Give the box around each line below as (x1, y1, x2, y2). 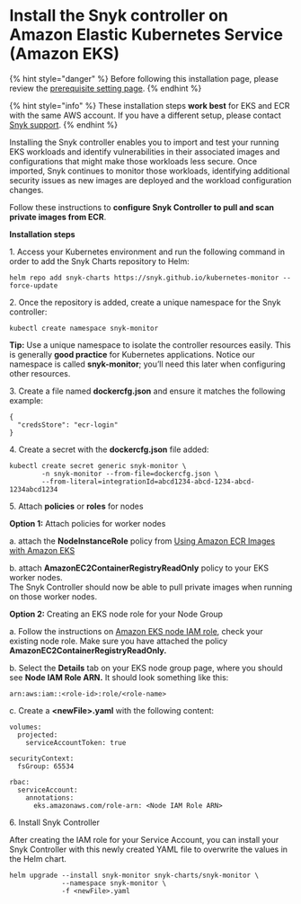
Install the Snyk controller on (9, 5, 229, 26)
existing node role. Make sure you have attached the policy (9, 635, 228, 646)
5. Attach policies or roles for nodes (9, 501, 144, 511)
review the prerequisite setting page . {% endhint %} (9, 83, 202, 93)
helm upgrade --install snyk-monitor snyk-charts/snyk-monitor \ (9, 871, 259, 880)
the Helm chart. (9, 853, 67, 864)
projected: (17, 730, 58, 740)
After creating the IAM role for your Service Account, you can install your (9, 834, 279, 845)
